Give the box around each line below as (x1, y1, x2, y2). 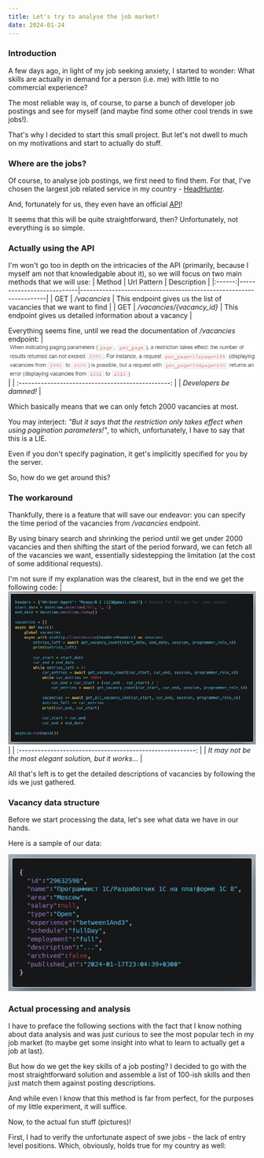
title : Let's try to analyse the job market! (8, 13, 159, 20)
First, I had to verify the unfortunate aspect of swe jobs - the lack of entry (8, 1133, 246, 1142)
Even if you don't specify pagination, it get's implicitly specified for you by (8, 449, 248, 458)
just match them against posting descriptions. (8, 1078, 156, 1088)
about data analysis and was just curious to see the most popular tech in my (8, 1030, 255, 1039)
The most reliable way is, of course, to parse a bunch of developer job (8, 98, 236, 107)
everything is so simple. (8, 223, 85, 232)
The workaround (8, 492, 73, 503)
